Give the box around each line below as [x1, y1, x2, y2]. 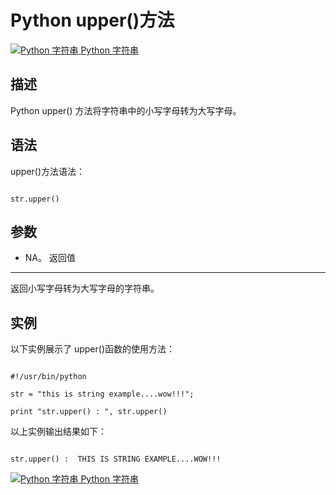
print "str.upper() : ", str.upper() [10, 407, 168, 417]
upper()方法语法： [10, 165, 86, 177]
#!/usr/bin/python [10, 372, 87, 382]
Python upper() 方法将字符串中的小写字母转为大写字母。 [10, 104, 242, 116]
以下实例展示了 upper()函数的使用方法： [10, 343, 176, 355]
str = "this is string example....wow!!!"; [10, 389, 195, 400]
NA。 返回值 [24, 252, 76, 264]
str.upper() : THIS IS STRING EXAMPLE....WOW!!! [10, 454, 222, 465]
